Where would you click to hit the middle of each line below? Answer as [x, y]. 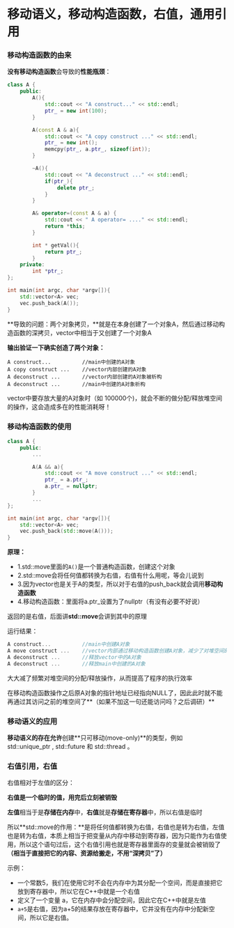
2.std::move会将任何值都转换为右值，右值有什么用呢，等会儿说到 [110, 575]
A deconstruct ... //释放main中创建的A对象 [77, 664]
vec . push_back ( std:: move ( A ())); [67, 531]
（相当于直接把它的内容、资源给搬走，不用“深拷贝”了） [87, 853]
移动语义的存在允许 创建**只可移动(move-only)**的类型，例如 [95, 737]
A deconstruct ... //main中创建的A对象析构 [77, 384]
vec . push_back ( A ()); [49, 303]
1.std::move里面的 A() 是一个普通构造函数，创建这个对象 [96, 567]
